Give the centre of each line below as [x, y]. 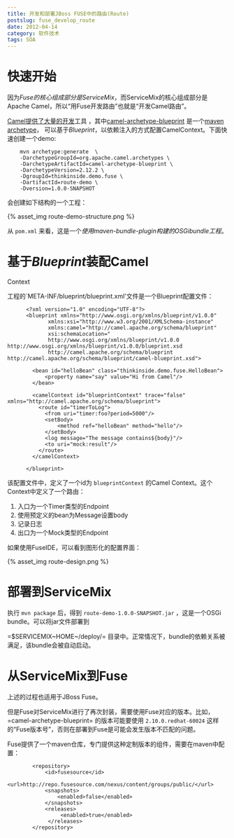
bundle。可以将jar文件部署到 [48, 621]
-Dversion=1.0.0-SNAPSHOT [58, 189]
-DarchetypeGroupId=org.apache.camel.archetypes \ [95, 158]
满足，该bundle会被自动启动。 [51, 645]
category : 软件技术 [34, 33]
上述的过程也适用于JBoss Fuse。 [54, 696]
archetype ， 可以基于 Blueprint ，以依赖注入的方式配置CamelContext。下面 [114, 130]
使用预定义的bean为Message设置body [73, 515]
